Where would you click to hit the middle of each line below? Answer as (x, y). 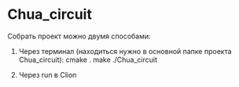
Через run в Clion (48, 74)
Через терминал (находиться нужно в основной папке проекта (125, 51)
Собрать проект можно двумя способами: (79, 36)
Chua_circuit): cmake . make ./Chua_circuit (88, 60)
